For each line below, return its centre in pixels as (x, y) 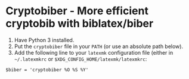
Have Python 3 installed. (44, 40)
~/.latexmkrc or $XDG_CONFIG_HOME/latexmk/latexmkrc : (80, 59)
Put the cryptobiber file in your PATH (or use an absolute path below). (98, 46)
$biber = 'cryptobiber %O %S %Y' (47, 69)
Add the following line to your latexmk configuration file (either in (94, 52)
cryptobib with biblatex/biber (80, 23)
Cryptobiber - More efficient (77, 11)
